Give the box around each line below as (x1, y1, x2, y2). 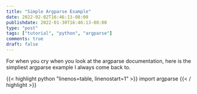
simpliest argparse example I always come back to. (6, 63, 131, 70)
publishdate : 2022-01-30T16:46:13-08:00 (6, 19, 108, 25)
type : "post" (6, 25, 38, 31)
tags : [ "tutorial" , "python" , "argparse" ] (6, 31, 112, 36)
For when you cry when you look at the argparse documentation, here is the (6, 57, 191, 65)
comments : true (6, 36, 44, 42)
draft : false (6, 42, 38, 48)
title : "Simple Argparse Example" (6, 8, 92, 15)
